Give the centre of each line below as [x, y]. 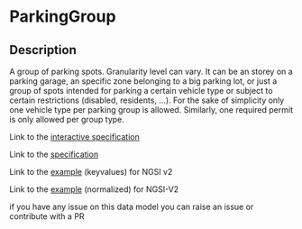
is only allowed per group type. [67, 119]
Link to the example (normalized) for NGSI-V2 [94, 189]
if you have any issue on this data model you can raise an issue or [132, 206]
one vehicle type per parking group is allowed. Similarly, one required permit [151, 110]
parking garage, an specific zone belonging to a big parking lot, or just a [143, 81]
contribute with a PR [47, 216]
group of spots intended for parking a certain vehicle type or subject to [141, 91]
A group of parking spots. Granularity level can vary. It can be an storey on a [151, 71]
